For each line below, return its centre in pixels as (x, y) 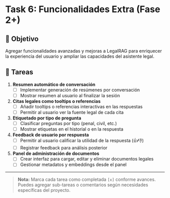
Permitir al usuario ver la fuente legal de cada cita (72, 112)
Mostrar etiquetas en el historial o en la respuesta (72, 129)
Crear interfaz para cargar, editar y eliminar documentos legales (87, 159)
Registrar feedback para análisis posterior (64, 148)
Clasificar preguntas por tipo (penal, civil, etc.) (69, 124)
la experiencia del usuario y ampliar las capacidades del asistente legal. (80, 56)
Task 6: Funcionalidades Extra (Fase (83, 9)
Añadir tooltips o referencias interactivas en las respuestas (81, 106)
